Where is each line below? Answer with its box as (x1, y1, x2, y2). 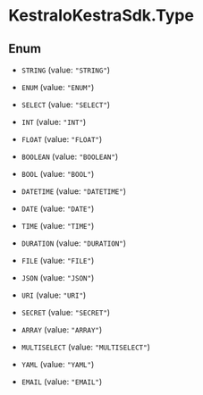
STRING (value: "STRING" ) (21, 64, 111, 75)
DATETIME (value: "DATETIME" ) (21, 186, 127, 197)
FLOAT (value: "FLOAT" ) (21, 134, 103, 144)
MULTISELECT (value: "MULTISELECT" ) (21, 341, 151, 352)
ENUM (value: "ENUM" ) (21, 82, 95, 92)
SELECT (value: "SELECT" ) (21, 99, 111, 110)
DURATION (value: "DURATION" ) (21, 238, 127, 248)
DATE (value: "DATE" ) (21, 203, 95, 214)
